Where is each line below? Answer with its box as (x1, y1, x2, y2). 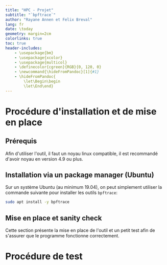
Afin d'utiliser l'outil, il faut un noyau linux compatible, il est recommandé (5, 150, 158, 157)
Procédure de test (5, 251, 83, 262)
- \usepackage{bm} (14, 50, 54, 55)
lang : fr (5, 21, 24, 27)
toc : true (5, 41, 27, 46)
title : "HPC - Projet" (5, 7, 54, 13)
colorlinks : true (5, 36, 42, 41)
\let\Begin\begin (23, 79, 60, 84)
